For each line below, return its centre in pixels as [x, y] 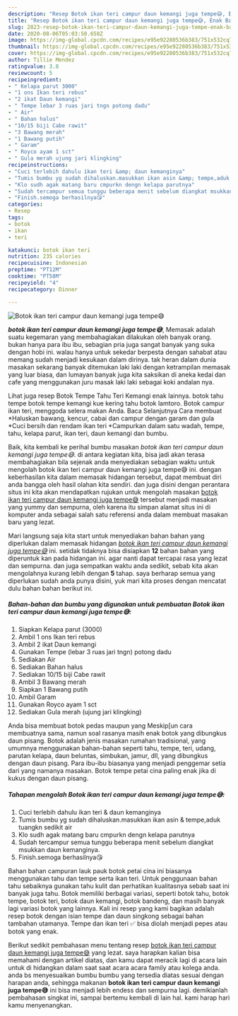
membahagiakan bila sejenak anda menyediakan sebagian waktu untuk [112, 462]
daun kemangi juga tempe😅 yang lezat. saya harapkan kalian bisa [104, 953]
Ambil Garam [37, 697]
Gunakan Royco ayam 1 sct [58, 704]
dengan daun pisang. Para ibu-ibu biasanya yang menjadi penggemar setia [117, 763]
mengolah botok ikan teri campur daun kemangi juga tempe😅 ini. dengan [115, 469]
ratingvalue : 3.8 [34, 66]
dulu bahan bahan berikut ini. [50, 588]
